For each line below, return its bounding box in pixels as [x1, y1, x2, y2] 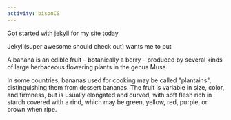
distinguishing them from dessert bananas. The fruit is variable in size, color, [7, 83, 225, 91]
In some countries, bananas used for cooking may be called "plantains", [7, 76, 212, 84]
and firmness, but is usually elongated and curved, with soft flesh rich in [7, 91, 212, 99]
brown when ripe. [7, 105, 57, 113]
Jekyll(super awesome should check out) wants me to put [7, 42, 172, 50]
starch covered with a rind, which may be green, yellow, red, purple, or [7, 97, 208, 106]
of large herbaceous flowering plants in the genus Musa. [7, 62, 168, 71]
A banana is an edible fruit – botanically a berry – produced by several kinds [7, 56, 223, 64]
